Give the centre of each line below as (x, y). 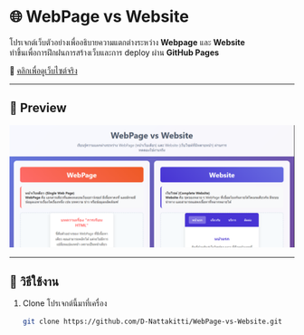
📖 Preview (38, 108)
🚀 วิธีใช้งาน (34, 281)
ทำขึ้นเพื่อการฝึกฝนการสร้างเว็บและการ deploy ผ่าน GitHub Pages (114, 53)
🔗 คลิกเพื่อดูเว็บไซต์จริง (44, 71)
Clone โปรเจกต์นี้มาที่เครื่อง (65, 303)
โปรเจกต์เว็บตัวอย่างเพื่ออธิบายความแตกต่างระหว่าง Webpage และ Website (128, 42)
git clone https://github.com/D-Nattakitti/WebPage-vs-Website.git (152, 322)
